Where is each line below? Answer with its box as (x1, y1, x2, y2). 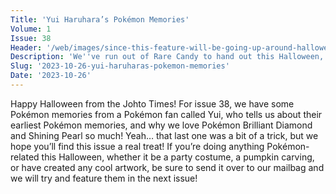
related (10, 151, 40, 163)
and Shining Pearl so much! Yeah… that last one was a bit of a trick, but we (10, 129, 319, 141)
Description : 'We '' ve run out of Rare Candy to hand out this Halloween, (10, 52, 325, 62)
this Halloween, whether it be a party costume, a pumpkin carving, (41, 151, 315, 163)
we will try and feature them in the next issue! (10, 172, 198, 184)
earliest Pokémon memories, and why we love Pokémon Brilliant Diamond (10, 119, 313, 131)
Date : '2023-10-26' (10, 71, 92, 81)
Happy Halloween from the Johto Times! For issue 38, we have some (10, 97, 295, 110)
